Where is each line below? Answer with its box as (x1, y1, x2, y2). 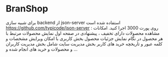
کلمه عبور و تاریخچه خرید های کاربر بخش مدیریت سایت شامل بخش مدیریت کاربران (6, 40, 163, 46)
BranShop (6, 3, 48, 14)
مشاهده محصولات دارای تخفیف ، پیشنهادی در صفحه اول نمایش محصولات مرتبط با (6, 30, 160, 36)
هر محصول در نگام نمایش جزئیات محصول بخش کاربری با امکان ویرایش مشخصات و (6, 35, 163, 41)
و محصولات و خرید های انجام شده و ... (6, 46, 78, 52)
